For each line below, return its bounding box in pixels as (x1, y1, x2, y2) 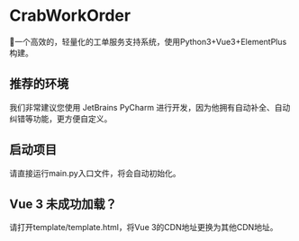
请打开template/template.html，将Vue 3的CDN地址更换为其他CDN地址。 (9, 222, 278, 233)
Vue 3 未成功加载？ (9, 196, 117, 211)
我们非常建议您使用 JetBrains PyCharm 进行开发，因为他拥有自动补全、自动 (9, 102, 291, 112)
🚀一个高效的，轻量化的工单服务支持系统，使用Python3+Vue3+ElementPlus (9, 36, 287, 47)
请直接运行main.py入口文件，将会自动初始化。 (9, 167, 181, 178)
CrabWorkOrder (9, 5, 131, 26)
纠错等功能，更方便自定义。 (9, 113, 113, 124)
